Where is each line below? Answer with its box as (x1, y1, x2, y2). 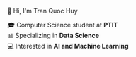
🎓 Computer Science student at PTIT (7, 21, 118, 29)
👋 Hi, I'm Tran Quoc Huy (7, 7, 78, 15)
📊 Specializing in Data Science (7, 32, 99, 39)
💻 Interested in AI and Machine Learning (7, 42, 129, 50)
